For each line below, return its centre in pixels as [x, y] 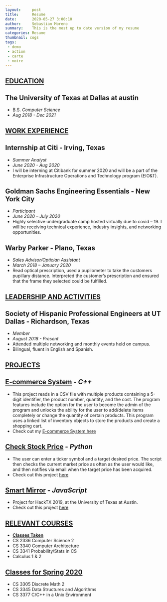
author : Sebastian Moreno [37, 24]
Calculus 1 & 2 [27, 557]
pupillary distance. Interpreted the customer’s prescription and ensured [85, 276]
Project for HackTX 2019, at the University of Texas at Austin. [75, 502]
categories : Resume [25, 33]
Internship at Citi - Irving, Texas [55, 148]
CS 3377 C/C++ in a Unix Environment [52, 595]
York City [20, 199]
